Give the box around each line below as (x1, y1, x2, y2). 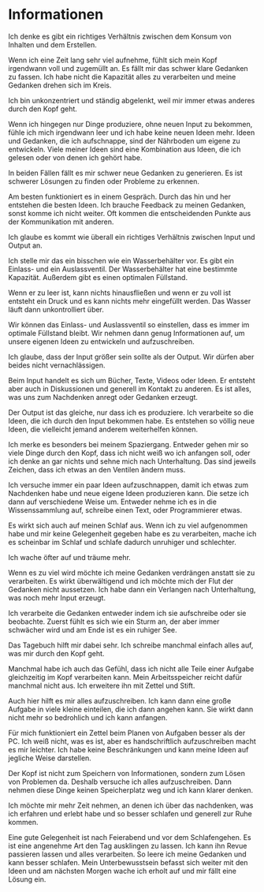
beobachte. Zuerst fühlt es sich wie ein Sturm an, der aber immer (8, 617, 220, 626)
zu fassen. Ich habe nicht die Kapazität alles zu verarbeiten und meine (8, 72, 236, 81)
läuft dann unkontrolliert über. (8, 304, 105, 314)
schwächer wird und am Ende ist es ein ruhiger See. (8, 625, 177, 634)
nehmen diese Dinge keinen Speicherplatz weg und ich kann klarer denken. (8, 785, 254, 794)
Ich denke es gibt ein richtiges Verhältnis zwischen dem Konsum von (8, 32, 232, 41)
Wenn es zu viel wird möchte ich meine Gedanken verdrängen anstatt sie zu (8, 568, 255, 577)
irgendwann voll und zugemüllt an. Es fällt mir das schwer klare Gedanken (8, 63, 248, 73)
